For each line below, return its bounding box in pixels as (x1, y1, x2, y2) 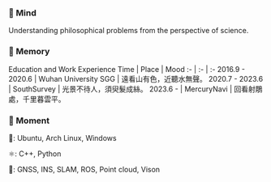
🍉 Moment (8, 115, 50, 126)
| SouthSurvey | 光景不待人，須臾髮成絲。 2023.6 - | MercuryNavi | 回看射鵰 (8, 84, 263, 94)
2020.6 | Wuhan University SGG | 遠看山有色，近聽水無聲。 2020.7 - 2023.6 (8, 74, 264, 83)
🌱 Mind (8, 7, 37, 19)
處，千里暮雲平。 (8, 94, 66, 104)
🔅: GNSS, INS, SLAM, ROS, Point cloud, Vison (8, 164, 161, 174)
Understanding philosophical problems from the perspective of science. (8, 26, 249, 36)
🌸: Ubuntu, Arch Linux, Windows (8, 133, 117, 142)
